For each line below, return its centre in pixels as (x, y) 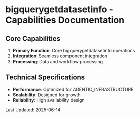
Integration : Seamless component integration (60, 56)
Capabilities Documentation (65, 20)
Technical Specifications (45, 77)
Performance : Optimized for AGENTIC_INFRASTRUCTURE (73, 89)
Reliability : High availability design (48, 100)
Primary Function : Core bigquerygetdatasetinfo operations (74, 51)
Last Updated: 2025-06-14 (33, 110)
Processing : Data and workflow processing (58, 61)
